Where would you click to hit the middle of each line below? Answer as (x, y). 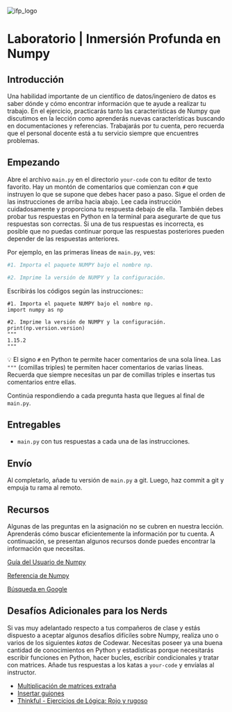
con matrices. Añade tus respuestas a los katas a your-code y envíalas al (111, 665)
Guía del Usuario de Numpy (47, 562)
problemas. (23, 141)
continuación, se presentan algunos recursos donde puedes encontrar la (111, 541)
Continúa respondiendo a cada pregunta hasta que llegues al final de (106, 395)
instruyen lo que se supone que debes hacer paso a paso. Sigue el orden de (116, 194)
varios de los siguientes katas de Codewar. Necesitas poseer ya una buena (115, 642)
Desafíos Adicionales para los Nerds (88, 611)
